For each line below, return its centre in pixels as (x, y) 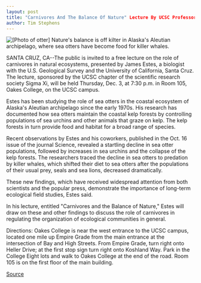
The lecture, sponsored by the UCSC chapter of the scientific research (93, 77)
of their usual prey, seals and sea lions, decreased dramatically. (85, 170)
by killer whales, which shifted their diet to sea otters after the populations (98, 164)
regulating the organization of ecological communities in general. (86, 219)
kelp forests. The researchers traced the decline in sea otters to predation (97, 158)
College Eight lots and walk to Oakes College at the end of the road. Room (97, 256)
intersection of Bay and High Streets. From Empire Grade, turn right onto (95, 243)
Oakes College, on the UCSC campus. (53, 90)
